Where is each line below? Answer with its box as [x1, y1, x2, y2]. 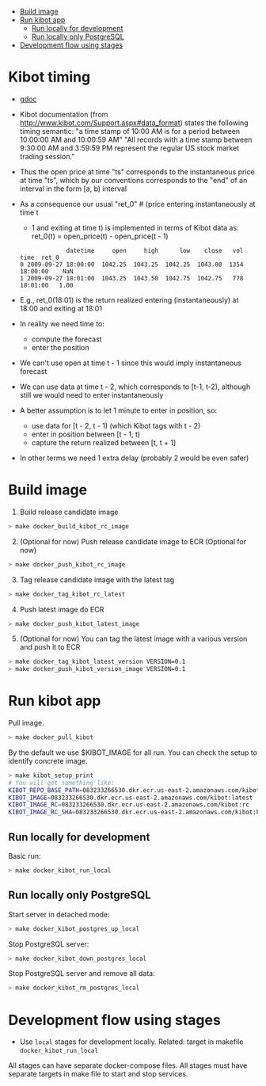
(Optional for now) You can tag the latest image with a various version [19, 634, 248, 644]
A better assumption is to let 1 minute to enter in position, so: [19, 406, 218, 415]
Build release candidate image [19, 507, 119, 516]
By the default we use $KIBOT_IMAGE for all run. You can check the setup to [8, 748, 257, 757]
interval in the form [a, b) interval [19, 184, 127, 193]
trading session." [19, 151, 75, 161]
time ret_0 [19, 253, 59, 261]
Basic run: [8, 852, 41, 860]
